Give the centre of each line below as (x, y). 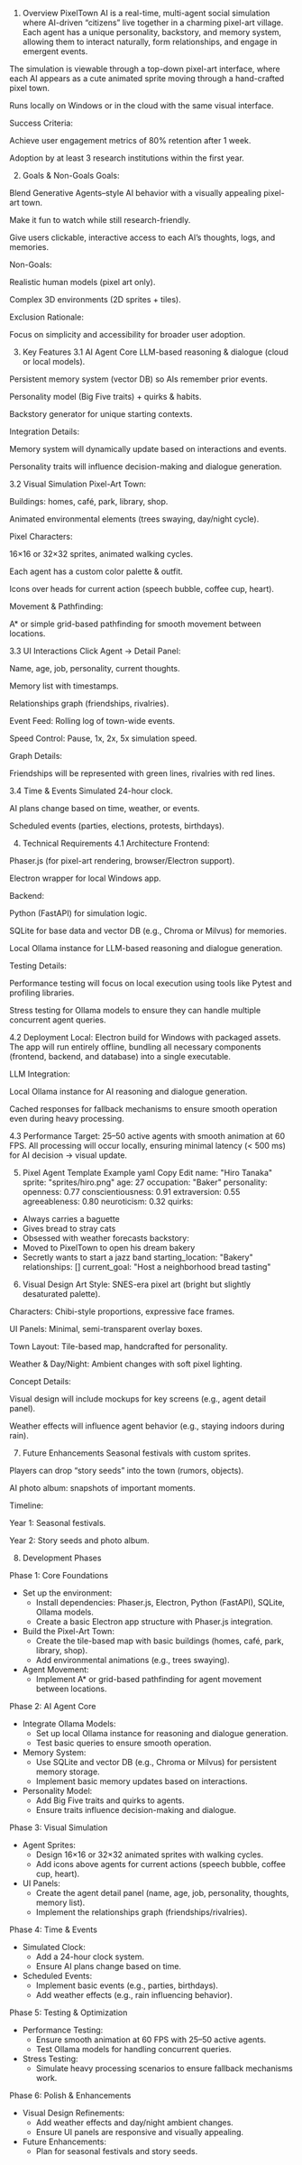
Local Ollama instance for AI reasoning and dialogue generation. (128, 1092)
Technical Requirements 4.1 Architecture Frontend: (116, 843)
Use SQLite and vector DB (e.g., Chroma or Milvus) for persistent (156, 1762)
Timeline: (27, 1505)
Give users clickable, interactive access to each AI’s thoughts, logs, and (142, 237)
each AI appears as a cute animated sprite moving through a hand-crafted (147, 79)
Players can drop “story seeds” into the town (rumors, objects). (127, 1471)
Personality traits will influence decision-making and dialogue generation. (146, 467)
